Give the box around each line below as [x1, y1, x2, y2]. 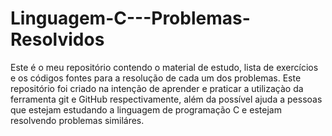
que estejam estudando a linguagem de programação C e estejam [10, 103, 282, 116]
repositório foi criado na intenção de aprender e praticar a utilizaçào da [10, 82, 304, 94]
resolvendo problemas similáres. [10, 114, 145, 126]
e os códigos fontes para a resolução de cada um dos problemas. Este [10, 72, 302, 84]
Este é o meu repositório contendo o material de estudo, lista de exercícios [10, 61, 319, 73]
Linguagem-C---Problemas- [10, 7, 251, 30]
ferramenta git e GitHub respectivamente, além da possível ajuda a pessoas [10, 93, 323, 105]
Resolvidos [10, 28, 105, 51]
